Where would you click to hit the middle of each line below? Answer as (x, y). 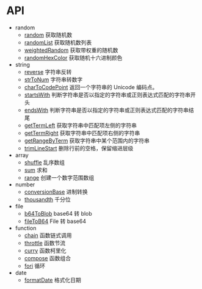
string (23, 64)
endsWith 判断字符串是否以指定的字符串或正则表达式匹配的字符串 (106, 110)
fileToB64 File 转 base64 (55, 221)
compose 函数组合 (48, 258)
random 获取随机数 (48, 35)
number (25, 185)
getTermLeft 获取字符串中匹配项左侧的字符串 (81, 125)
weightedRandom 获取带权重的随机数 (71, 50)
